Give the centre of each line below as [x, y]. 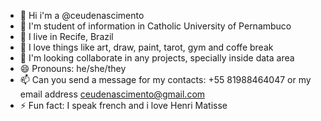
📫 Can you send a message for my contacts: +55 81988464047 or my [165, 79]
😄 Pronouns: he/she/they [73, 68]
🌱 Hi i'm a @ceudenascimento [82, 15]
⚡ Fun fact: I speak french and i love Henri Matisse [123, 105]
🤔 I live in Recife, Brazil [66, 36]
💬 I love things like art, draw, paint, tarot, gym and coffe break [146, 47]
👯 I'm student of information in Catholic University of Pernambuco [155, 26]
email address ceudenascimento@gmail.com [112, 94]
